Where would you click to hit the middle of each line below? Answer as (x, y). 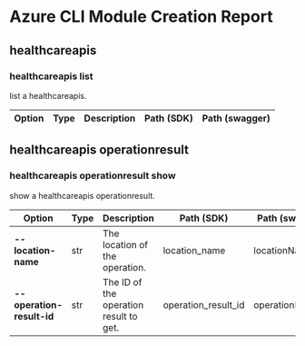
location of (125, 244)
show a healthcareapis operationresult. (83, 195)
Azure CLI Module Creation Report (142, 17)
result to (120, 316)
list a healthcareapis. (48, 95)
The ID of (123, 282)
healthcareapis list (51, 76)
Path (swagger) (236, 118)
